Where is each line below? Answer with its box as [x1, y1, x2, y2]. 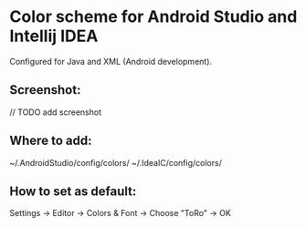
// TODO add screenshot [9, 107, 102, 118]
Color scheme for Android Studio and [9, 6, 298, 27]
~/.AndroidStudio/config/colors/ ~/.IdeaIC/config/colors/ [9, 157, 222, 168]
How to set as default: [9, 183, 137, 199]
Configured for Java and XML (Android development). [9, 56, 213, 67]
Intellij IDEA [9, 26, 99, 46]
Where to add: [9, 133, 92, 149]
